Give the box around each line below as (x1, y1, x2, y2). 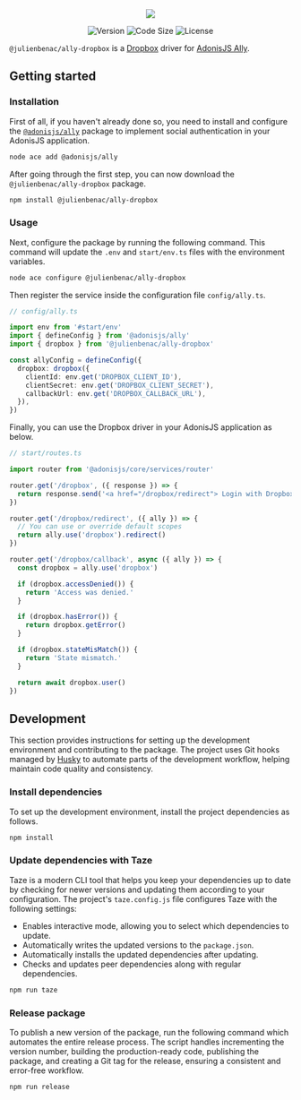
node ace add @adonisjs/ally (9, 152, 118, 161)
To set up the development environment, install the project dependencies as (9, 806, 290, 817)
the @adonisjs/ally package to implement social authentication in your (9, 125, 271, 136)
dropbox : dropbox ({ (17, 364, 90, 373)
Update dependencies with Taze (9, 855, 153, 867)
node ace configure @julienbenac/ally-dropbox (9, 273, 186, 282)
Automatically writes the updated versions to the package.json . (21, 940, 254, 950)
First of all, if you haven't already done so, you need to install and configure (9, 116, 288, 126)
